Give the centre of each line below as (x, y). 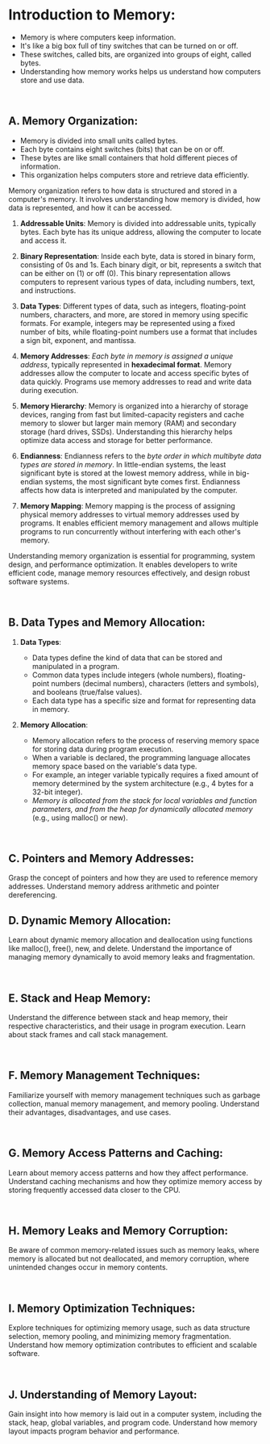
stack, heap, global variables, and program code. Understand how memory (133, 1423)
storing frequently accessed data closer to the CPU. (95, 1190)
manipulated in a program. (76, 666)
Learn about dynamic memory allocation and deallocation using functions (131, 940)
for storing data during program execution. (103, 749)
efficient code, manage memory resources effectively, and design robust (129, 573)
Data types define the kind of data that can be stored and (127, 657)
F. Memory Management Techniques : (104, 1076)
